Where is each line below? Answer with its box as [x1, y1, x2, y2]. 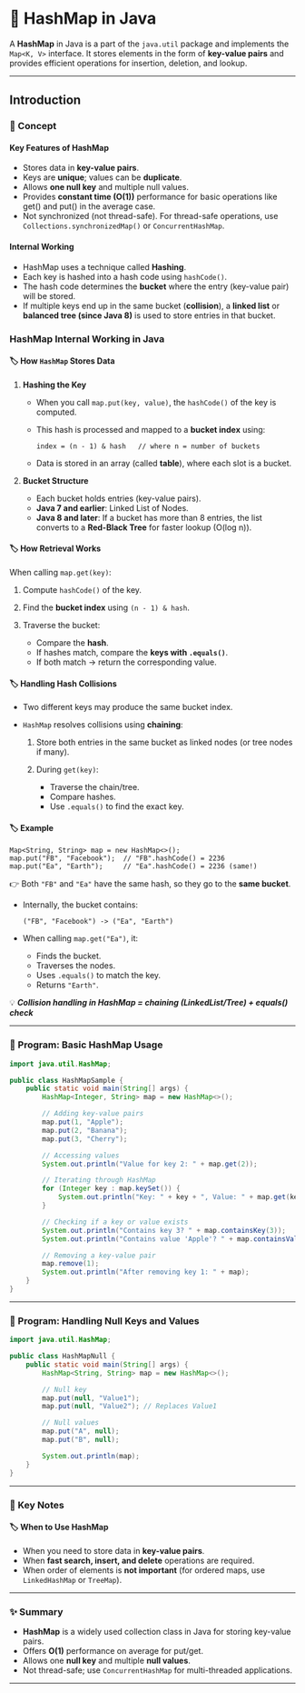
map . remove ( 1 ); [42, 1259, 100, 1268]
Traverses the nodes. [35, 960, 116, 971]
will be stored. [22, 290, 76, 301]
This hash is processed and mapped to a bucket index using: [35, 424, 266, 435]
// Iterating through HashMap [42, 1176, 156, 1185]
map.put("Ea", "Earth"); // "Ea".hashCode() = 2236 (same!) [9, 862, 258, 871]
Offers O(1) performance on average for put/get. [22, 1646, 204, 1657]
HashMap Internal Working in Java [9, 332, 165, 345]
